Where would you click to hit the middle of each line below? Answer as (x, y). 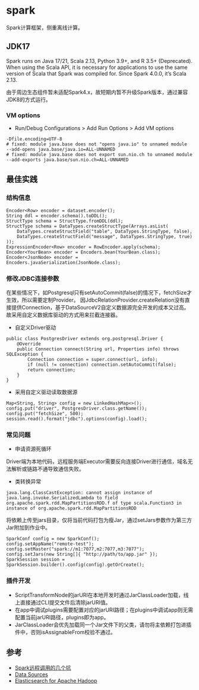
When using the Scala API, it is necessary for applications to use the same (97, 67)
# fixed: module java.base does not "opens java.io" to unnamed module (97, 144)
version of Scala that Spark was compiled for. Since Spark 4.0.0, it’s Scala (97, 73)
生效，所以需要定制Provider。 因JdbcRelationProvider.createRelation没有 (96, 300)
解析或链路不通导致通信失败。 (48, 469)
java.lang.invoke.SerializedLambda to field (62, 498)
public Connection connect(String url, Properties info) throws (98, 349)
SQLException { (25, 355)
